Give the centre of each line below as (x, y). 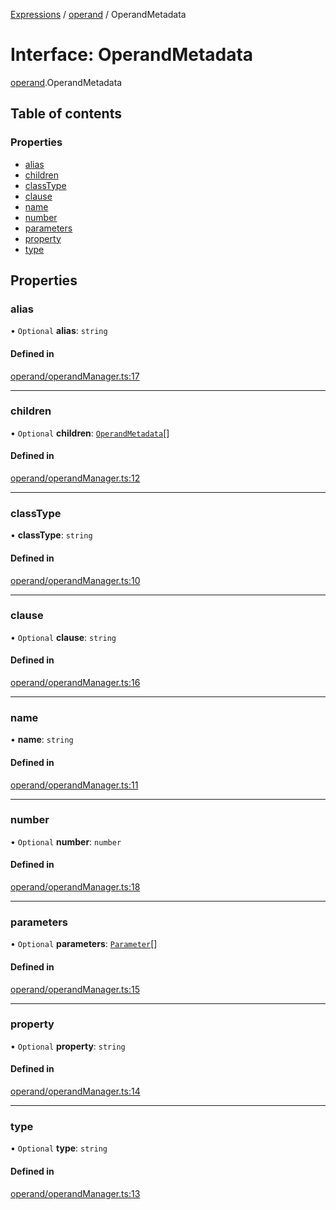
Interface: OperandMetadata (132, 55)
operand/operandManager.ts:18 (75, 887)
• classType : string (51, 535)
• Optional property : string (68, 1046)
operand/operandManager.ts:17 (75, 376)
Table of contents (66, 114)
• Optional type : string (59, 1148)
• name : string (42, 740)
